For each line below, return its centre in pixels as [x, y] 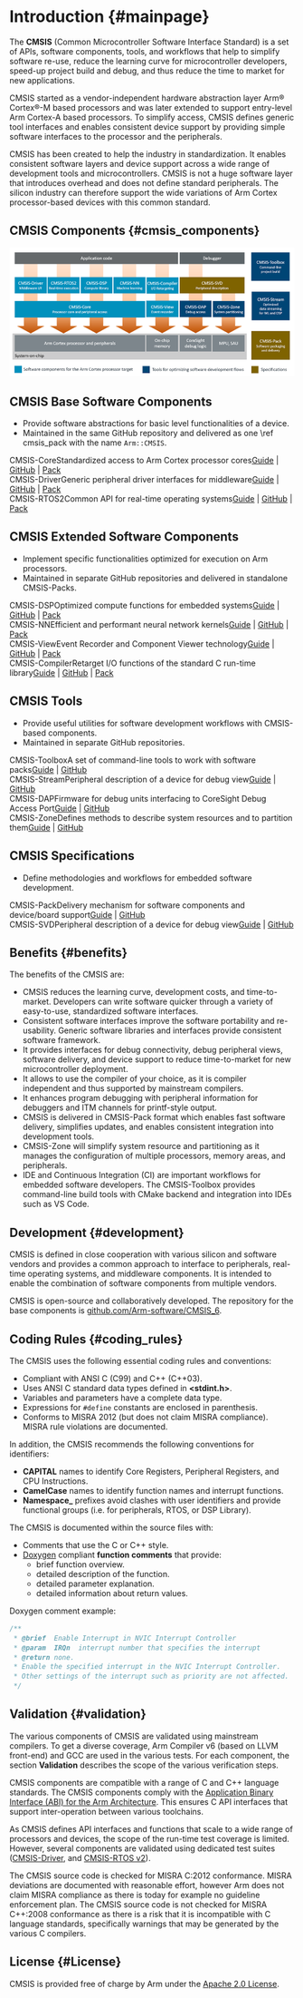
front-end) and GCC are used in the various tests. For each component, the [149, 1755]
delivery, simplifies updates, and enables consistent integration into [148, 1127]
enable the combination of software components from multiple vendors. [143, 1283]
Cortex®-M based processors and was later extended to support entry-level [151, 107]
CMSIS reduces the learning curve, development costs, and [133, 992]
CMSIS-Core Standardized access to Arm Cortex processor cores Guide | [144, 461]
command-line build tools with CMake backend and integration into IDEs [157, 1194]
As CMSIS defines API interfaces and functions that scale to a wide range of [151, 1828]
